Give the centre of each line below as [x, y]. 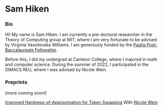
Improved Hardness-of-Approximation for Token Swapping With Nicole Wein [81, 102]
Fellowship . [46, 50]
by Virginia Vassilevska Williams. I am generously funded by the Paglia [75, 45]
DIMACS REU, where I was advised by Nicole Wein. [56, 70]
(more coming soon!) [26, 93]
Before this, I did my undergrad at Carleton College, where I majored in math [81, 60]
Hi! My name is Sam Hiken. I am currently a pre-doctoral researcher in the [79, 34]
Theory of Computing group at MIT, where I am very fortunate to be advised [81, 40]
